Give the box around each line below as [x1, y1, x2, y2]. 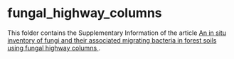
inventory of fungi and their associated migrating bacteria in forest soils [7, 36, 217, 44]
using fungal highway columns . [7, 43, 101, 52]
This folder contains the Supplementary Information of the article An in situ [7, 28, 226, 37]
